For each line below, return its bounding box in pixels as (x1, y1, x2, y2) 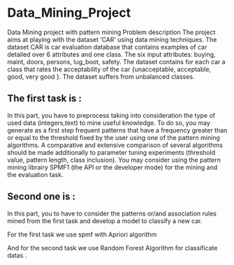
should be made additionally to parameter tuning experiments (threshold (7, 148, 215, 156)
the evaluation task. (7, 170, 64, 179)
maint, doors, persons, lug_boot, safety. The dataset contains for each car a (7, 57, 226, 66)
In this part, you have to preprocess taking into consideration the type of (7, 111, 216, 119)
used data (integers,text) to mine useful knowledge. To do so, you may (7, 119, 211, 127)
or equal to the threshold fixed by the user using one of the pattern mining (7, 133, 220, 142)
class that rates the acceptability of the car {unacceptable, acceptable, (7, 65, 212, 73)
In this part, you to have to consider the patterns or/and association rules (7, 209, 217, 218)
